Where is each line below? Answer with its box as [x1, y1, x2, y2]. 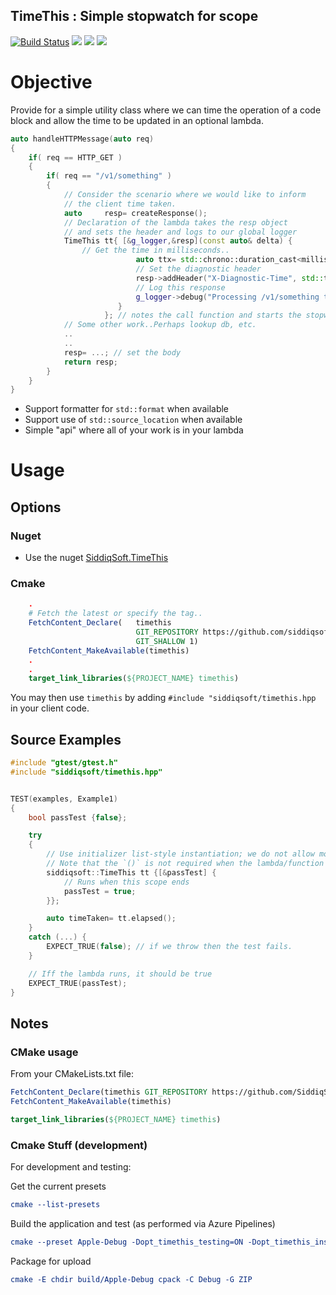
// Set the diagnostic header [135, 264, 262, 274]
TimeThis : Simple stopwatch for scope [10, 8, 259, 25]
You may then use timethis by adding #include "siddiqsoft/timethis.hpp [10, 692, 317, 704]
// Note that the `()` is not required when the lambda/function [46, 859, 325, 869]
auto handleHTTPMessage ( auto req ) [10, 134, 155, 144]
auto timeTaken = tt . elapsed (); [46, 914, 177, 924]
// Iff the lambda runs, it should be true [28, 969, 213, 979]
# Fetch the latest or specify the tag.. [28, 609, 203, 619]
